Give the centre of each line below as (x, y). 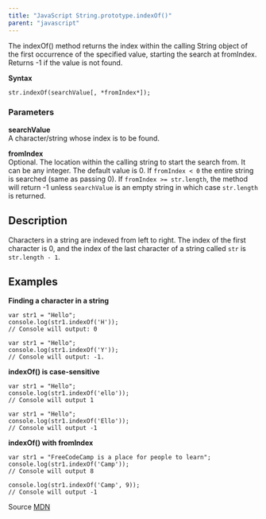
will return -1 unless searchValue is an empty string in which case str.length (133, 187)
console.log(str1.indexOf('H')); (64, 323)
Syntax (20, 78)
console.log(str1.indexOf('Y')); (64, 351)
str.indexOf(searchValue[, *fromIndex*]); (79, 92)
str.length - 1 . (35, 257)
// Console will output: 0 (53, 329)
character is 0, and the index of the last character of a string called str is (127, 248)
